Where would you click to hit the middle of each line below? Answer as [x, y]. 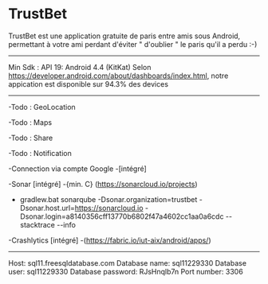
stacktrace [37, 224]
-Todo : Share [31, 138]
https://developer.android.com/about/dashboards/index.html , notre [118, 76]
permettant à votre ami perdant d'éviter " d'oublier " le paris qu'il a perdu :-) [133, 44]
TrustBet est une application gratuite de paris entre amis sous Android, [124, 36]
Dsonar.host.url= [47, 208]
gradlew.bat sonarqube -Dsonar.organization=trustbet [108, 199]
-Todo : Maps [30, 122]
